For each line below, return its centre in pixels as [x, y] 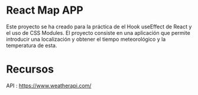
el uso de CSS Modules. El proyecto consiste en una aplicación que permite [98, 32]
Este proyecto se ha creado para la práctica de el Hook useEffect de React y [99, 27]
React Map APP [45, 10]
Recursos [30, 69]
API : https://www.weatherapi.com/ [49, 86]
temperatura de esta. [32, 45]
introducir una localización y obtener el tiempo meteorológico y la [86, 39]
